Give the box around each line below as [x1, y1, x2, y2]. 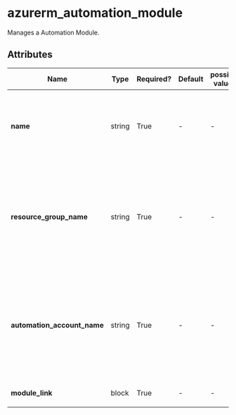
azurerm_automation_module [7, 5, 183, 21]
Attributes [7, 49, 53, 61]
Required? [136, 74, 172, 84]
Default [178, 74, 204, 84]
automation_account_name [11, 320, 104, 330]
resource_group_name [11, 211, 88, 221]
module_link [11, 388, 53, 397]
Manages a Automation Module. [7, 28, 100, 37]
